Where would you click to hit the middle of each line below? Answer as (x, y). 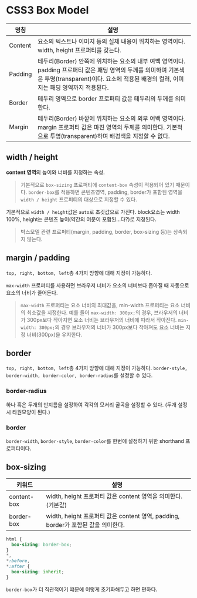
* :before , (18, 561)
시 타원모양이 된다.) (28, 412)
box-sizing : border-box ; (42, 545)
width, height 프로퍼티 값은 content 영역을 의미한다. (114, 496)
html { (14, 539)
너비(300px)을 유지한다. (55, 334)
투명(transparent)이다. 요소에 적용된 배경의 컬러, (108, 79)
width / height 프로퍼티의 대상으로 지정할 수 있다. (79, 199)
